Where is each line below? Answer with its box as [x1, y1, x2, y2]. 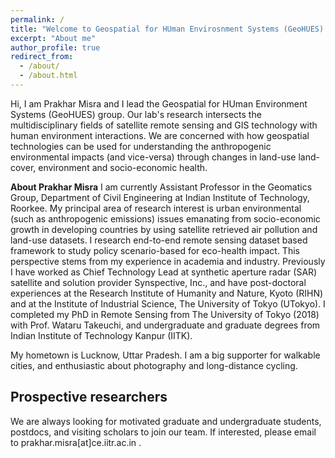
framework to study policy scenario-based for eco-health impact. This [10, 244, 300, 256]
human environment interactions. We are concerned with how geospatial [10, 129, 310, 141]
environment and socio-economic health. [38, 161, 208, 173]
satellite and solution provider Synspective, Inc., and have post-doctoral [10, 276, 307, 288]
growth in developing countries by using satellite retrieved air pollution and [10, 223, 318, 235]
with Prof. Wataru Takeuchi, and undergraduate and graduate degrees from [10, 319, 321, 331]
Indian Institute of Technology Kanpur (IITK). [10, 329, 193, 341]
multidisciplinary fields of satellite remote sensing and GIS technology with [10, 119, 318, 131]
